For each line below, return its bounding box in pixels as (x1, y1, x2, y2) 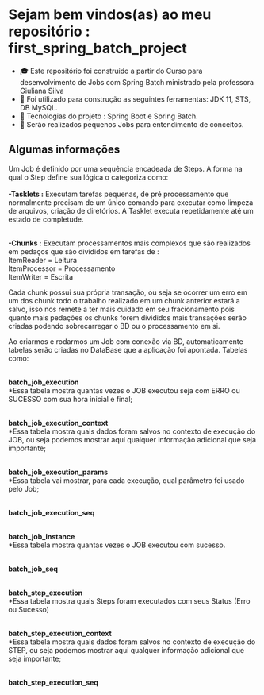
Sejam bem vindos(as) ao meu (8, 6, 212, 24)
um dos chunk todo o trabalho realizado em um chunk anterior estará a (8, 295, 240, 305)
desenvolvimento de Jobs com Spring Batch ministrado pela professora (19, 77, 254, 87)
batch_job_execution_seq (8, 508, 95, 517)
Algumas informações (8, 143, 121, 156)
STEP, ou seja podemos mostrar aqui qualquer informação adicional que (8, 645, 244, 654)
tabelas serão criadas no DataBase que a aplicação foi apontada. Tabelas (8, 345, 248, 354)
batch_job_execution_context (8, 418, 109, 427)
